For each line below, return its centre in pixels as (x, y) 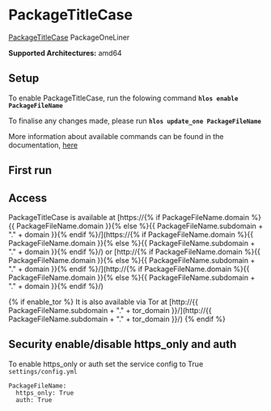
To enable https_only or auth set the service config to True (106, 364)
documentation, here (43, 145)
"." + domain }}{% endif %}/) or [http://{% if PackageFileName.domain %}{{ (135, 252)
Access (28, 198)
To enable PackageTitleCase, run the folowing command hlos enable (123, 98)
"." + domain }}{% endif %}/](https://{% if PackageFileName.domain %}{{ (131, 234)
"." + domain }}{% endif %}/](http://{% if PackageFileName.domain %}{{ (129, 269)
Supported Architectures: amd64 (66, 53)
